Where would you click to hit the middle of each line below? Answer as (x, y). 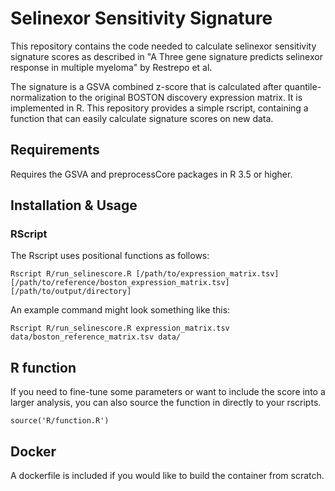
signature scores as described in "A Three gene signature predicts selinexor (166, 56)
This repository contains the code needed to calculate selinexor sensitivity (163, 46)
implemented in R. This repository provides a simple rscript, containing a (159, 108)
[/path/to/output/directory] (71, 292)
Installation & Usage (74, 205)
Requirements (55, 150)
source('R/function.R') (60, 421)
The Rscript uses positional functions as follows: (110, 256)
